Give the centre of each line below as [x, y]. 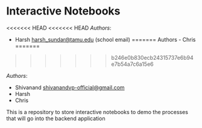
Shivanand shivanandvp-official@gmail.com [70, 87]
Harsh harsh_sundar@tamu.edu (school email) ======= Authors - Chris [105, 39]
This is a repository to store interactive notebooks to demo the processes [97, 112]
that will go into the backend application [56, 118]
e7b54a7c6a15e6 [132, 64]
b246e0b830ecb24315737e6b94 [153, 57]
